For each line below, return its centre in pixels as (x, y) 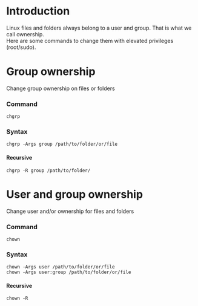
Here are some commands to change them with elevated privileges (90, 41)
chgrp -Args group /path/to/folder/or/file (62, 144)
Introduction (38, 11)
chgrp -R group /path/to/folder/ (48, 171)
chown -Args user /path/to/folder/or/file (61, 267)
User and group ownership (75, 194)
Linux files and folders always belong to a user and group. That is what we (99, 28)
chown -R (17, 298)
